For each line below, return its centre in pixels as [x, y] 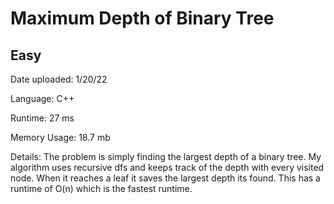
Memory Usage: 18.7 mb [60, 137]
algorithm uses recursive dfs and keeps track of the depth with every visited [167, 167]
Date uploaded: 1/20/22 [59, 79]
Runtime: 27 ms [42, 118]
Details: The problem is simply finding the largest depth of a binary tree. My [166, 156]
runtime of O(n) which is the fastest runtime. [101, 188]
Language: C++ [42, 98]
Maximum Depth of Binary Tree [142, 18]
